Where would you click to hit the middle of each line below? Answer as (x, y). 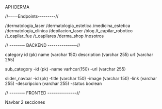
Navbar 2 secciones (25, 102)
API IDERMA (17, 7)
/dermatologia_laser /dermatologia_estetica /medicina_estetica (68, 26)
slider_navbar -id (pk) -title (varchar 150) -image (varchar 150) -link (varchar (81, 78)
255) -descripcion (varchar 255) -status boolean (54, 83)
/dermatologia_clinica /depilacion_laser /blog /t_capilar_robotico (69, 31)
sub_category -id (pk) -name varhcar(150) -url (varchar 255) (65, 69)
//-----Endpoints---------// (32, 16)
